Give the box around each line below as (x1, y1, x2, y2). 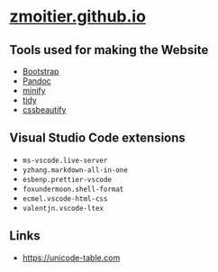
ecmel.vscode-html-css (22, 194, 108, 204)
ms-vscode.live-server (22, 156, 108, 165)
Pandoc (22, 76, 51, 86)
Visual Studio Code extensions (9, 131, 186, 146)
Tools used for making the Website (9, 42, 209, 58)
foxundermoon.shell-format (22, 185, 124, 194)
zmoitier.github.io (9, 6, 147, 27)
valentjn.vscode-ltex (22, 204, 104, 213)
